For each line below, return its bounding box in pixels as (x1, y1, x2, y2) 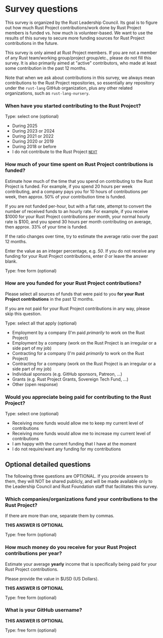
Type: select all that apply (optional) (5, 320, 77, 326)
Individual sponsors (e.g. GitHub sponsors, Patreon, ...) (12, 371, 123, 377)
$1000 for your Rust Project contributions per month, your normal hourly (5, 213, 150, 219)
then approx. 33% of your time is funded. (5, 224, 88, 230)
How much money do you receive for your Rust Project (5, 544, 137, 551)
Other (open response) (12, 381, 58, 387)
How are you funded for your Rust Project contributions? (5, 280, 142, 287)
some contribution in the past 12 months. (5, 65, 87, 71)
